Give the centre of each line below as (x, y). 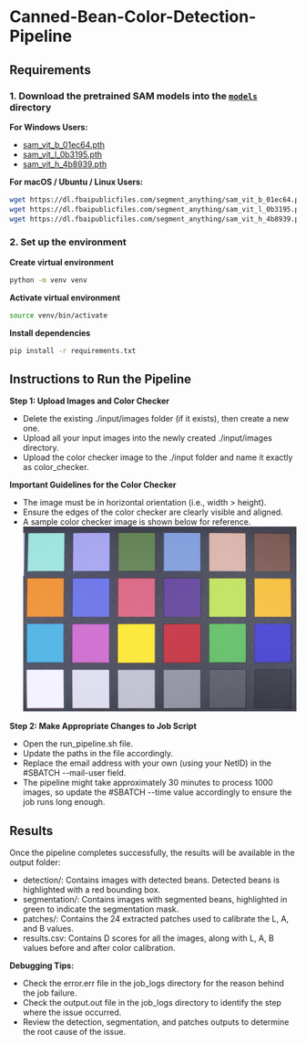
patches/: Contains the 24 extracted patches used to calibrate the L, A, (156, 919)
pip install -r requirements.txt (73, 350)
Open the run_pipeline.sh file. (78, 744)
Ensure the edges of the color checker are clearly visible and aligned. (153, 512)
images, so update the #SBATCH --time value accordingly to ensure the (157, 792)
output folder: (35, 862)
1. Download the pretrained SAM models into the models (133, 96)
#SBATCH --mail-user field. (74, 773)
